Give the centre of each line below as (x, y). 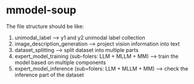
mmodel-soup (41, 10)
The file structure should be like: (45, 26)
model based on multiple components (60, 62)
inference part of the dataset (49, 75)
